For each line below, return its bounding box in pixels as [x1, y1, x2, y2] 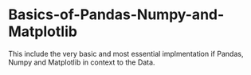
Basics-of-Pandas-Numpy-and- [8, 6, 225, 24]
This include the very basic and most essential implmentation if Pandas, [8, 49, 244, 58]
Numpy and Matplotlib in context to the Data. [8, 57, 155, 67]
